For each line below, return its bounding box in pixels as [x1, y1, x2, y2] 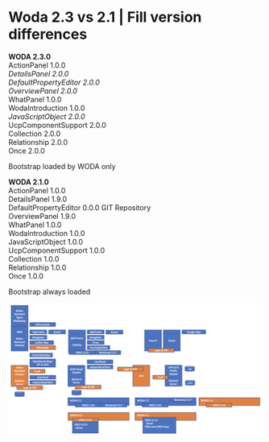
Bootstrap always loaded [8, 287, 91, 296]
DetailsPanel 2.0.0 [8, 68, 69, 78]
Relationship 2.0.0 [8, 137, 68, 147]
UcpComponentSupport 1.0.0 [8, 246, 106, 255]
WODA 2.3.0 [8, 52, 51, 61]
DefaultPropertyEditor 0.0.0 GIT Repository [8, 202, 151, 213]
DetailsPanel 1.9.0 [8, 194, 67, 204]
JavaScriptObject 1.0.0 [8, 237, 83, 246]
